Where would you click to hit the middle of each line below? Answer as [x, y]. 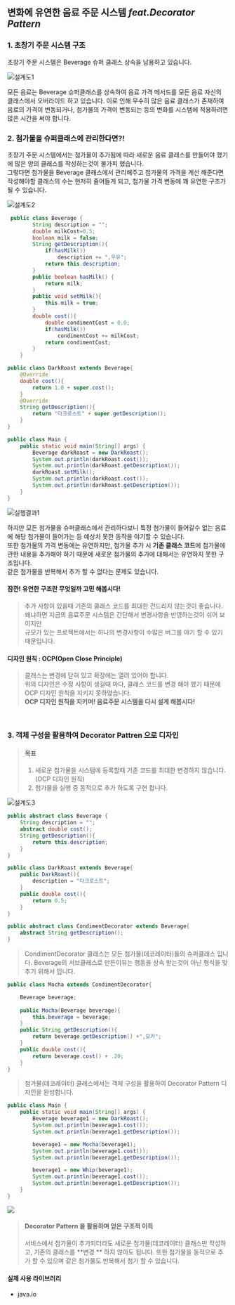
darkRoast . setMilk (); [64, 472]
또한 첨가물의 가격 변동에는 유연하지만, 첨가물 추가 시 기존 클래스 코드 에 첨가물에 [116, 545]
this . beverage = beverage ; [72, 1017]
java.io [27, 1294]
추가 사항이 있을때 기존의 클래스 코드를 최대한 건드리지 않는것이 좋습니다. [123, 606]
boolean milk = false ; [66, 238]
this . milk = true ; [72, 303]
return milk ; [63, 283]
